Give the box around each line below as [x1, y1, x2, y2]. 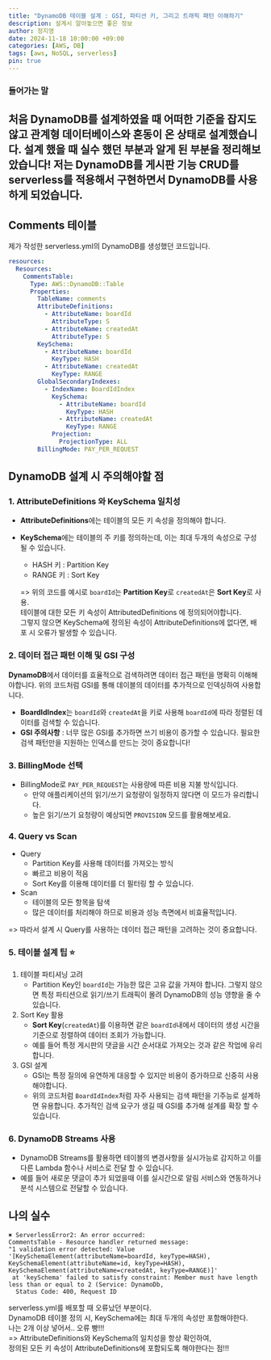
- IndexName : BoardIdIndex [44, 385, 135, 393]
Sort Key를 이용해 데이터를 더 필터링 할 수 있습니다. [31, 878, 194, 889]
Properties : [29, 288, 70, 296]
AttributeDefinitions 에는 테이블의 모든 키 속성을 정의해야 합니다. [19, 516, 227, 525]
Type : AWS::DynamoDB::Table [29, 280, 125, 288]
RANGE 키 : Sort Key [31, 571, 100, 580]
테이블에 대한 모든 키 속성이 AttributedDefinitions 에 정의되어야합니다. [19, 608, 242, 617]
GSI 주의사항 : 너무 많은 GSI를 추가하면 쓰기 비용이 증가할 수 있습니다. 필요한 [19, 727, 261, 737]
